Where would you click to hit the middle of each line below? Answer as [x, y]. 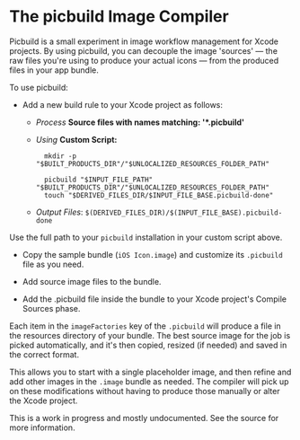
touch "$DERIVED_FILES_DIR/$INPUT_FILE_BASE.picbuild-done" [159, 195]
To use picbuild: [39, 87]
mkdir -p [60, 156]
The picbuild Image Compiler [119, 17]
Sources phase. [51, 308]
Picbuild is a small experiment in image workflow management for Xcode [144, 41]
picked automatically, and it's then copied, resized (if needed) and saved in [148, 345]
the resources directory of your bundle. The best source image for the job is [150, 335]
